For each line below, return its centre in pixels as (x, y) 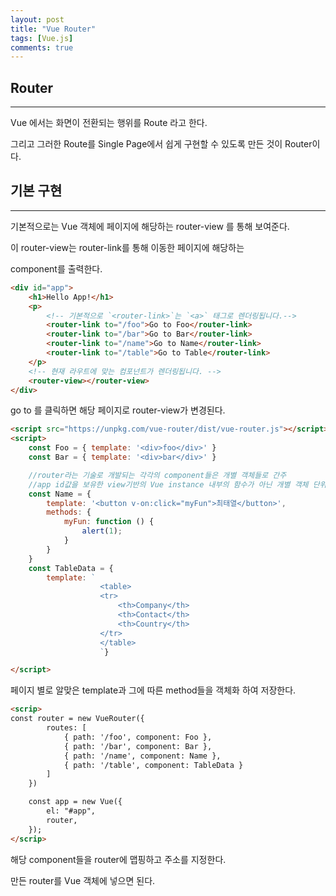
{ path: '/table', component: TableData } (153, 765)
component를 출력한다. (56, 268)
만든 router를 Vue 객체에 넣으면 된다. (83, 880)
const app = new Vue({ (75, 802)
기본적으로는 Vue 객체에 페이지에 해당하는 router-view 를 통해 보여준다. (150, 226)
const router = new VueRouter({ (77, 719)
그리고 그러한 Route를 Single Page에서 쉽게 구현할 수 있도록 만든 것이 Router (161, 144)
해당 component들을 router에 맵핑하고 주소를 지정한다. (118, 859)
